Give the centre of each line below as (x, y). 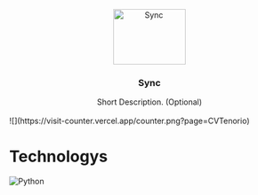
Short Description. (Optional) (149, 102)
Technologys (59, 156)
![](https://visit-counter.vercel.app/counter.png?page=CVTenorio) (130, 121)
